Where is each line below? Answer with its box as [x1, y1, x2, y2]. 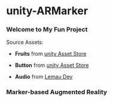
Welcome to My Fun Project [6, 26, 88, 34]
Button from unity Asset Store [14, 62, 89, 69]
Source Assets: [6, 39, 44, 46]
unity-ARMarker [6, 4, 88, 18]
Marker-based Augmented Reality [6, 88, 108, 96]
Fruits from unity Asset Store [14, 50, 87, 58]
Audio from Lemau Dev [14, 73, 73, 81]
